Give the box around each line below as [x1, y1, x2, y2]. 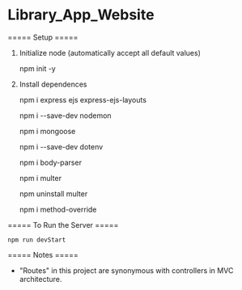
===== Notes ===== [7, 250, 79, 259]
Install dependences [19, 79, 87, 89]
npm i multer [19, 173, 62, 183]
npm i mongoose [19, 126, 76, 136]
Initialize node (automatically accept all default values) [19, 48, 202, 57]
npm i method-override [19, 204, 97, 214]
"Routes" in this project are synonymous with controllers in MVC [19, 265, 234, 275]
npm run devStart [7, 236, 66, 244]
